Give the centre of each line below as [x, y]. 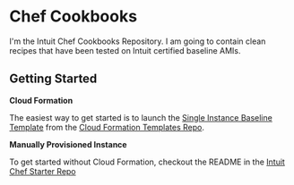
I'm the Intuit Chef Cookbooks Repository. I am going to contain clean [138, 41]
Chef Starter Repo [43, 171]
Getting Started [53, 79]
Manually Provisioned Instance [68, 144]
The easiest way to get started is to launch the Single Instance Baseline [141, 117]
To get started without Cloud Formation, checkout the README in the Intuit [147, 162]
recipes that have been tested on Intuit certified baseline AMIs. [125, 50]
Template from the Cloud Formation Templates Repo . [107, 127]
